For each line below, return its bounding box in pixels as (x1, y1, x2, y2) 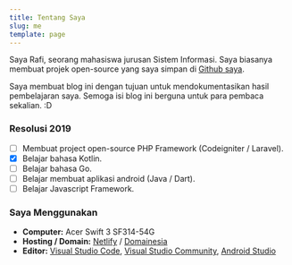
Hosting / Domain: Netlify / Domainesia (21, 236, 168, 247)
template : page (9, 30, 66, 38)
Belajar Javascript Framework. (21, 183, 135, 193)
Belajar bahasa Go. (21, 163, 92, 174)
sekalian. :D (9, 100, 53, 111)
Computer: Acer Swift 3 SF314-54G (21, 227, 155, 237)
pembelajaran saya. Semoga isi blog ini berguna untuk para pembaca (9, 90, 264, 101)
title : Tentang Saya (9, 13, 87, 22)
